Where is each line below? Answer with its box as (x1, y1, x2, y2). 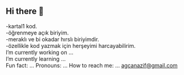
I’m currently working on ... (6, 49, 74, 56)
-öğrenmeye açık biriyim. (6, 29, 69, 36)
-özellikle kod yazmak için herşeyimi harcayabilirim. (6, 42, 136, 49)
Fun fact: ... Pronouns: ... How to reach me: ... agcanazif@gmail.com (6, 61, 178, 69)
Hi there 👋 (6, 6, 44, 17)
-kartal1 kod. (6, 22, 37, 30)
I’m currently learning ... (6, 55, 66, 62)
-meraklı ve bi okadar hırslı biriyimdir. (6, 35, 99, 43)
